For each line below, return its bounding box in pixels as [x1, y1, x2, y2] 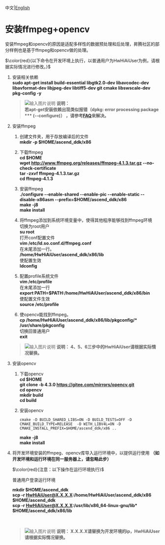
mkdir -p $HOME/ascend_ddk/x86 [19, 139, 92, 145]
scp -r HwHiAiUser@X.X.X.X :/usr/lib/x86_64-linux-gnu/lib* [12, 502, 137, 508]
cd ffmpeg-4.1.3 [19, 176, 53, 182]
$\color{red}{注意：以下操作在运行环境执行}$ [12, 466, 104, 472]
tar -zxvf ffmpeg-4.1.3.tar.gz [19, 170, 80, 176]
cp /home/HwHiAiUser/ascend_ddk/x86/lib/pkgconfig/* [19, 317, 137, 323]
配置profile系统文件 [19, 273, 59, 279]
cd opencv [19, 387, 42, 393]
